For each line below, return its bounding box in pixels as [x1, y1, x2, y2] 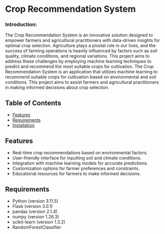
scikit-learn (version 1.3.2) [12, 219, 66, 225]
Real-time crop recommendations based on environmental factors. [12, 150, 148, 156]
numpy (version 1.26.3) [12, 213, 59, 220]
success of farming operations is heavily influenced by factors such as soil [5, 48, 158, 54]
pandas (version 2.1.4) [12, 208, 58, 214]
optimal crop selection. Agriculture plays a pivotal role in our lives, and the [5, 43, 156, 49]
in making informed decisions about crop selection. [5, 85, 110, 91]
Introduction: [5, 21, 38, 28]
